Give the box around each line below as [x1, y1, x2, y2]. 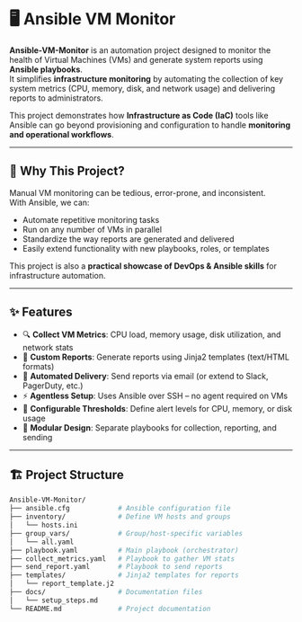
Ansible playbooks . [9, 64, 84, 75]
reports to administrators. [9, 93, 103, 103]
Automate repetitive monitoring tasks [22, 214, 160, 225]
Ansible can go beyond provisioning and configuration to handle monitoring [9, 120, 291, 130]
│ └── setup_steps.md [9, 596, 99, 605]
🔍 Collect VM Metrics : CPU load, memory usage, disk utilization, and [22, 329, 281, 340]
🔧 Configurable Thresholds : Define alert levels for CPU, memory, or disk [22, 403, 293, 413]
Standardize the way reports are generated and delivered [22, 233, 235, 244]
